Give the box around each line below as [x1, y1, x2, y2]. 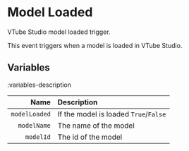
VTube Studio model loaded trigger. [7, 28, 111, 36]
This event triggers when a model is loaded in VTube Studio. [7, 41, 183, 49]
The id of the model [57, 132, 123, 142]
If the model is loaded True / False [57, 109, 166, 119]
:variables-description [7, 80, 72, 89]
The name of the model [57, 121, 135, 131]
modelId [25, 133, 51, 141]
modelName [18, 121, 51, 129]
